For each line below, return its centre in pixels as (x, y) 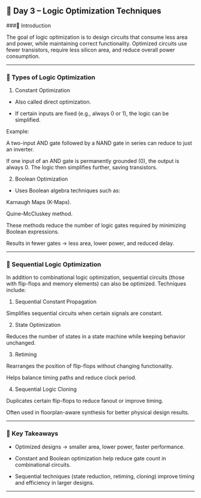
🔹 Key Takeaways (32, 433)
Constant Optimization (42, 90)
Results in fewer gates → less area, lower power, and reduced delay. (90, 244)
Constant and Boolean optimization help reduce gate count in (90, 458)
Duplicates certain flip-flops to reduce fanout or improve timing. (85, 401)
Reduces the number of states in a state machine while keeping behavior (96, 336)
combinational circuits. (43, 464)
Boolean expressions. (33, 232)
